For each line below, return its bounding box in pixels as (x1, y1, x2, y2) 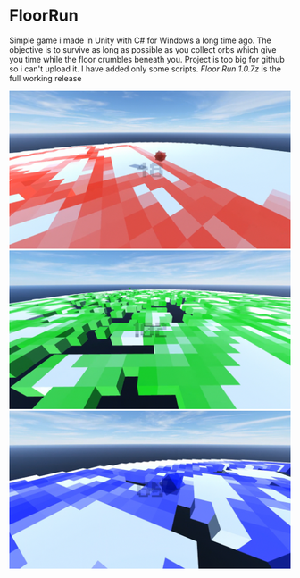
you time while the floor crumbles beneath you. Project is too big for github (9, 54, 286, 64)
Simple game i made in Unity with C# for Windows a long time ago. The (9, 35, 271, 46)
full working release (9, 72, 82, 83)
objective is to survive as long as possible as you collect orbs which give (9, 44, 277, 54)
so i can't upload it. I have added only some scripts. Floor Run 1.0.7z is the (9, 63, 281, 74)
